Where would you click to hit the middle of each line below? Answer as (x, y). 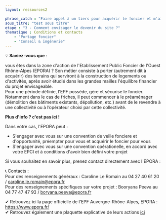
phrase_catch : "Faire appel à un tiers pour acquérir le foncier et (78, 18)
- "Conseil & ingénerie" (40, 42)
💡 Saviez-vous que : (26, 55)
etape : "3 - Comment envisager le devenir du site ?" (63, 28)
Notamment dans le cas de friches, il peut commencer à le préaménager (79, 97)
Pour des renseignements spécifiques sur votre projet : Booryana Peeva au (82, 187)
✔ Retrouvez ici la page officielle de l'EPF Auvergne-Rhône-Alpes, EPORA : (82, 202)
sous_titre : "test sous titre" (37, 23)
